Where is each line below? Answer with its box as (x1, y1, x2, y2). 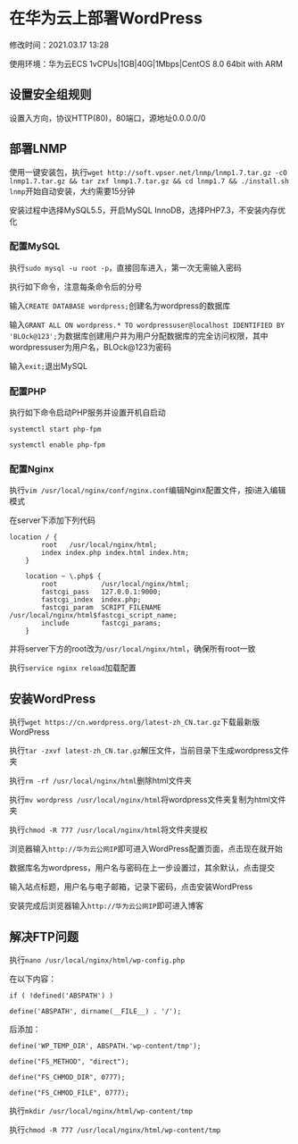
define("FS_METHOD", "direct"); (9, 1057, 129, 1066)
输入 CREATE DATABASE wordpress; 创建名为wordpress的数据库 (9, 300, 230, 311)
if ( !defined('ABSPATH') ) (9, 991, 114, 1001)
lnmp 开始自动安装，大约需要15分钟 (9, 185, 136, 197)
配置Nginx (9, 463, 54, 475)
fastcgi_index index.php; (41, 595, 142, 604)
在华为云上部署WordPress (9, 8, 203, 29)
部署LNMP (9, 141, 68, 156)
